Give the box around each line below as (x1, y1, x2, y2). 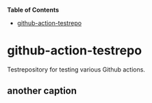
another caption (7, 85, 77, 97)
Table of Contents (7, 6, 60, 14)
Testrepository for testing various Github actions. (7, 65, 146, 74)
